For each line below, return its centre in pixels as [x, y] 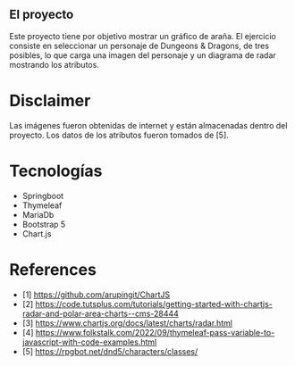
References [53, 269]
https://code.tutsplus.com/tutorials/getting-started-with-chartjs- [154, 304]
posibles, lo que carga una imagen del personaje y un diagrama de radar [143, 55]
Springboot [43, 195]
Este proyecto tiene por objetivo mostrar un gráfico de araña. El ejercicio [143, 36]
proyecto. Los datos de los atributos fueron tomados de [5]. [119, 135]
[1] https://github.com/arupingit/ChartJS [96, 295]
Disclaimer [50, 101]
